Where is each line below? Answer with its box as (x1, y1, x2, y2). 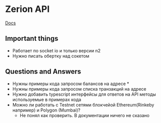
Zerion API (5, 3, 50, 15)
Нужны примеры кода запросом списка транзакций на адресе (12, 86, 147, 92)
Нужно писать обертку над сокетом (12, 53, 89, 59)
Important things (5, 34, 59, 43)
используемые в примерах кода (12, 96, 81, 103)
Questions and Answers (5, 67, 81, 76)
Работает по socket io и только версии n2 (12, 47, 101, 53)
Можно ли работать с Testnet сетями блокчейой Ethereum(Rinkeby (12, 102, 155, 108)
